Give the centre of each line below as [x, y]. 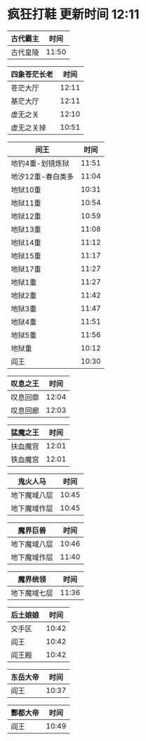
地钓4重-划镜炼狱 [40, 163]
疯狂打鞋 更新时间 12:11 [73, 14]
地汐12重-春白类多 [42, 176]
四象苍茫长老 [32, 74]
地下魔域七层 [32, 593]
